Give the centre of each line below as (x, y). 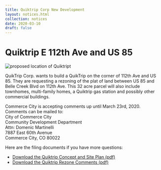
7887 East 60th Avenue (29, 133)
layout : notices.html (27, 14)
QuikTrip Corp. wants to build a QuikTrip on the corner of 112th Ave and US (81, 76)
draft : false (18, 28)
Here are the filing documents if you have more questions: (64, 148)
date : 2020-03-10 (23, 23)
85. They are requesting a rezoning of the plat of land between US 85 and (80, 81)
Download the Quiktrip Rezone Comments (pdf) (60, 162)
